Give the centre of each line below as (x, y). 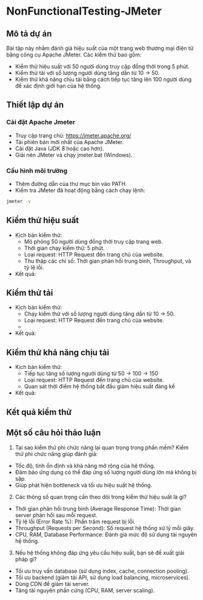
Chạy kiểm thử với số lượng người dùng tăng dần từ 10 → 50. (99, 314)
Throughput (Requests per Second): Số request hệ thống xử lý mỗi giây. (105, 528)
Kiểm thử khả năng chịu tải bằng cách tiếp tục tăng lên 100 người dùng (103, 79)
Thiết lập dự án (35, 105)
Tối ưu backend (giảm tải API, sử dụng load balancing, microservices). (102, 577)
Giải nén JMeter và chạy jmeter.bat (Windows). (74, 155)
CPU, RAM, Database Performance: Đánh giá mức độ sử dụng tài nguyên (106, 534)
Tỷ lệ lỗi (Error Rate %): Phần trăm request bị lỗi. (75, 522)
